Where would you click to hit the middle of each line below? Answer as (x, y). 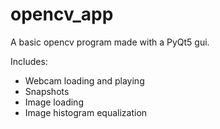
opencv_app (62, 14)
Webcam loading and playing (84, 80)
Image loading (54, 102)
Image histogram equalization (86, 112)
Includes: (29, 61)
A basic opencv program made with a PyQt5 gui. (110, 42)
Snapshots (47, 91)
